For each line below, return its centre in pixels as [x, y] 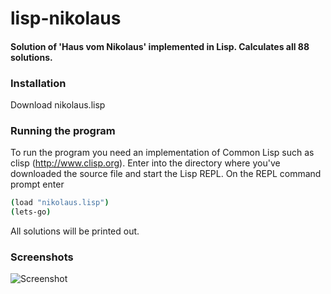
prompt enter [37, 184]
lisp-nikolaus [66, 18]
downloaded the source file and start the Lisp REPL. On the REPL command [166, 174]
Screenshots [42, 257]
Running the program [63, 130]
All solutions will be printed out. [75, 231]
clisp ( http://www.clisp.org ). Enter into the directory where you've [145, 163]
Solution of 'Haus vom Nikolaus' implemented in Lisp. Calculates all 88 [160, 46]
